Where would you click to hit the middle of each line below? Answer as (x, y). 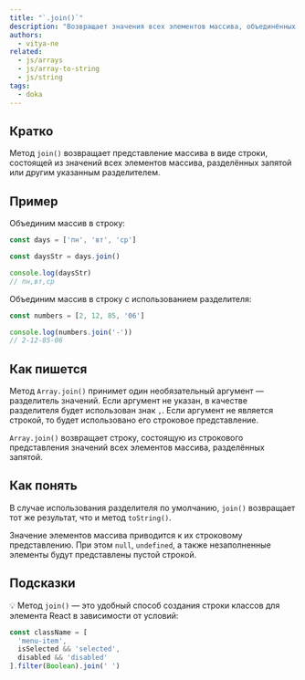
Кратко (32, 131)
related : (26, 52)
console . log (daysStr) (51, 273)
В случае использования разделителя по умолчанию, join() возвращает (152, 507)
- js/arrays (41, 60)
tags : (20, 86)
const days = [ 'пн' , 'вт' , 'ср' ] (73, 240)
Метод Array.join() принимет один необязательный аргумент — (137, 391)
